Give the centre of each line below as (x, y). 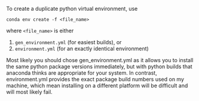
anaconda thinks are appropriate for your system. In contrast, (82, 73)
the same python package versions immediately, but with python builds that (99, 66)
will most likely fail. (29, 92)
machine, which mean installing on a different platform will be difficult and (97, 85)
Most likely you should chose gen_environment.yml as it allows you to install (100, 60)
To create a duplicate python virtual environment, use (72, 9)
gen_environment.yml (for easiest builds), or (68, 42)
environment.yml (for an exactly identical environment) (82, 48)
